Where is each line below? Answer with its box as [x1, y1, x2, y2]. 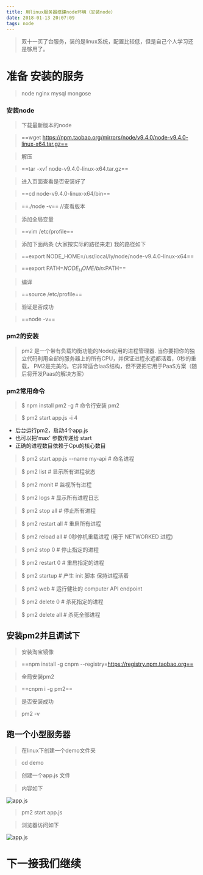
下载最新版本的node [21, 121, 72, 128]
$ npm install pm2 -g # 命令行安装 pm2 [21, 402, 120, 409]
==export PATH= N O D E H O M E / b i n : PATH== [21, 264, 126, 273]
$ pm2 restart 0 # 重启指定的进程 [21, 559, 105, 566]
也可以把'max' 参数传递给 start [15, 434, 92, 441]
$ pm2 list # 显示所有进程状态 [21, 468, 96, 475]
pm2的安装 [6, 332, 39, 340]
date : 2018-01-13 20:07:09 [6, 15, 75, 21]
